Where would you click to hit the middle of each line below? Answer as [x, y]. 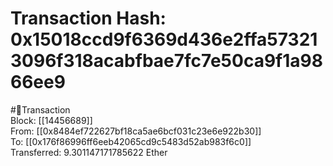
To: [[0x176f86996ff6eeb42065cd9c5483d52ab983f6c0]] [131, 141]
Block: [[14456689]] [51, 120]
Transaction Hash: [88, 18]
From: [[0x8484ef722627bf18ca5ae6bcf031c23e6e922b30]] [136, 131]
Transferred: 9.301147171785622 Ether [89, 152]
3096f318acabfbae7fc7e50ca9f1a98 [166, 61]
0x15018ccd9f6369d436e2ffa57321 [164, 39]
